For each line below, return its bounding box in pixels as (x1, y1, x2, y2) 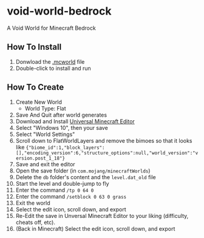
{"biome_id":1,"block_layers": (25, 144, 105, 151)
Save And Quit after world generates (15, 111, 107, 118)
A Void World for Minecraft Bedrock (7, 24, 96, 32)
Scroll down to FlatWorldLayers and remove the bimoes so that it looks (15, 137, 193, 144)
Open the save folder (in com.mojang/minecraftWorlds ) (15, 167, 151, 174)
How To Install (7, 42, 62, 52)
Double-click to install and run (15, 64, 92, 72)
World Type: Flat (24, 104, 66, 112)
